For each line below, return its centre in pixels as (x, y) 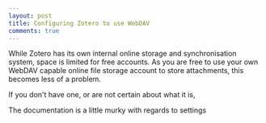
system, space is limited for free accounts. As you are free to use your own (133, 62)
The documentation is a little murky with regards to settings (108, 110)
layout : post (30, 16)
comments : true (34, 31)
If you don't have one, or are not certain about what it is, (102, 95)
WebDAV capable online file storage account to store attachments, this (126, 71)
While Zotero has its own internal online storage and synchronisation (122, 54)
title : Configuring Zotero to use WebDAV (79, 23)
